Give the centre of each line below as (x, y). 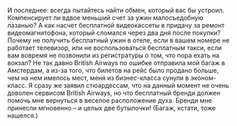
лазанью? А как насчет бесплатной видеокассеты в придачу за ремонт (116, 25)
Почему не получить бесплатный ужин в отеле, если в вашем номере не (118, 40)
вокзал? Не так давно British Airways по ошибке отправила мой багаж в (116, 63)
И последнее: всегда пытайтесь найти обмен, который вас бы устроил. (116, 10)
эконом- (203, 78)
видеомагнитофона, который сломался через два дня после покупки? (114, 33)
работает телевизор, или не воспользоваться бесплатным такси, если (115, 48)
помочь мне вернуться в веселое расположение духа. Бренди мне (110, 101)
